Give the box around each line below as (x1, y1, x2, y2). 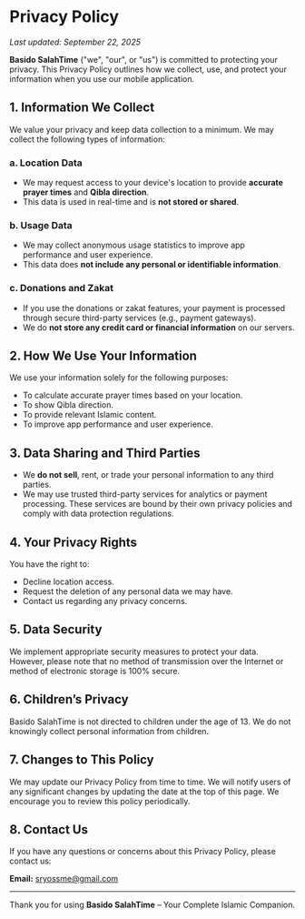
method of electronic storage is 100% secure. (9, 665, 180, 676)
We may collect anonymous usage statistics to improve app (22, 239, 245, 251)
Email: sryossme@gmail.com (9, 874, 119, 884)
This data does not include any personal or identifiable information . (22, 259, 281, 270)
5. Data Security (9, 621, 103, 638)
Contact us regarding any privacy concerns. (22, 596, 188, 607)
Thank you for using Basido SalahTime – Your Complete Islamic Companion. (9, 899, 296, 911)
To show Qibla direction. (22, 399, 113, 410)
